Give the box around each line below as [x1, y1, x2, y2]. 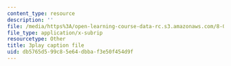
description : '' [7, 16, 54, 23]
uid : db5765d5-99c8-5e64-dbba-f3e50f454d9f [7, 49, 134, 56]
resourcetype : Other [7, 36, 67, 43]
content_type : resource [7, 10, 76, 17]
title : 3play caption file [7, 42, 85, 49]
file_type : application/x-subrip [7, 29, 103, 36]
